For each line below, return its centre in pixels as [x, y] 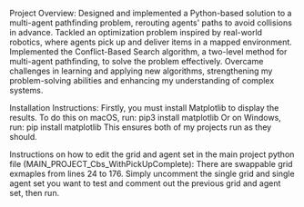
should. [24, 137]
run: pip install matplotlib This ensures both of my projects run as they [141, 127]
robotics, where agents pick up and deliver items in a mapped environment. [151, 42]
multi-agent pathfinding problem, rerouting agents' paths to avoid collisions [151, 23]
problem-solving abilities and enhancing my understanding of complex [142, 80]
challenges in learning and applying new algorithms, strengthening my [141, 71]
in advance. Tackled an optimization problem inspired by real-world [136, 32]
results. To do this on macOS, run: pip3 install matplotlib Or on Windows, [146, 118]
